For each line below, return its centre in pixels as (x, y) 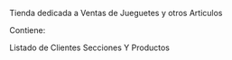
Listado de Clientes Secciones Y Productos (89, 47)
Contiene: (28, 30)
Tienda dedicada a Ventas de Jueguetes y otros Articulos (116, 13)
